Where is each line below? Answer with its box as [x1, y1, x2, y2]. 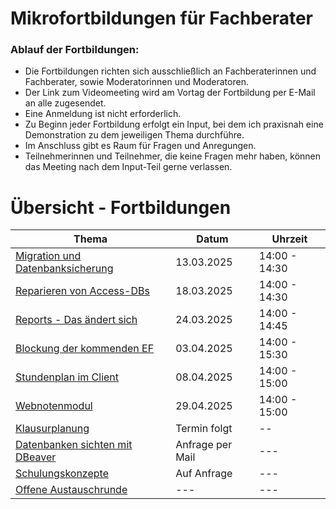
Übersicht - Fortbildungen [10, 196, 232, 219]
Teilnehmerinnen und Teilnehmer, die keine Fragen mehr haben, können [24, 150, 322, 162]
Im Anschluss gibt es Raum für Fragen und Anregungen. [24, 140, 257, 152]
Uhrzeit [271, 232, 308, 246]
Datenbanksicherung [15, 262, 114, 276]
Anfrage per [175, 438, 233, 452]
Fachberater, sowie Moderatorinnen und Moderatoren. [24, 76, 249, 88]
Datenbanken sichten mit [15, 438, 133, 452]
